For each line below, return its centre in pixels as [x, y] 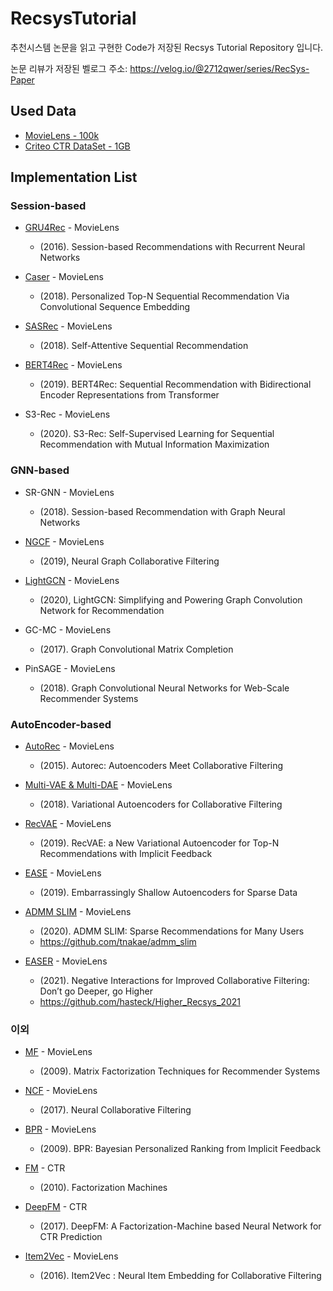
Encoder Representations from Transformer [129, 395]
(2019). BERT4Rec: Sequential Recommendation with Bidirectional [175, 384]
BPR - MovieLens [60, 1129]
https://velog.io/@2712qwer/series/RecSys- [219, 68]
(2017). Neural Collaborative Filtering [115, 1110]
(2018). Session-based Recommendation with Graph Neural [162, 511]
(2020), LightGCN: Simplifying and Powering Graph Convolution [171, 599]
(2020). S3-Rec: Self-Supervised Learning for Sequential [157, 434]
